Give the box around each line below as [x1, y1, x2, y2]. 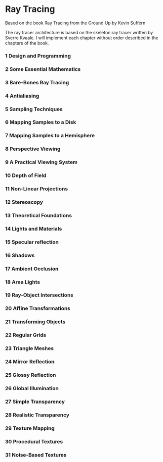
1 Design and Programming [5, 52, 71, 59]
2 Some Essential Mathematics [5, 65, 81, 72]
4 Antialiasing [5, 92, 40, 99]
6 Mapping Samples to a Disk [5, 119, 77, 126]
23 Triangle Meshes [5, 345, 54, 352]
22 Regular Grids [5, 332, 46, 339]
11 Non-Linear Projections [5, 185, 68, 192]
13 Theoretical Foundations [5, 212, 72, 219]
